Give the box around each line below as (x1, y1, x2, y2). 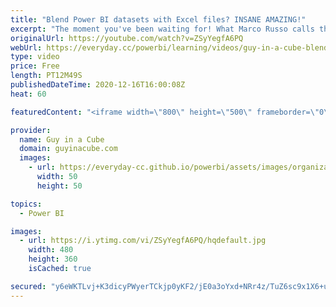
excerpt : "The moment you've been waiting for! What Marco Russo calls (10, 24, 315, 34)
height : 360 (28, 254, 78, 265)
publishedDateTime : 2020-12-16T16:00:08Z (10, 80, 186, 90)
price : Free (10, 61, 60, 71)
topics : (10, 199, 43, 209)
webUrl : (10, 42, 43, 53)
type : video (10, 52, 60, 62)
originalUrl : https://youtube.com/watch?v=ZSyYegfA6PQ (10, 33, 244, 43)
